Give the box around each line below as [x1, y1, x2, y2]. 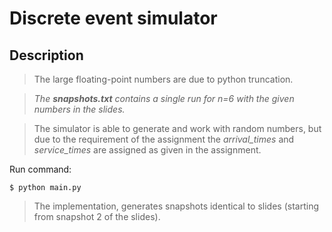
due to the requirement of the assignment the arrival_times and [33, 133, 295, 145]
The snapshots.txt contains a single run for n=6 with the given [33, 93, 295, 104]
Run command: [9, 163, 72, 175]
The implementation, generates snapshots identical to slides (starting [33, 200, 320, 212]
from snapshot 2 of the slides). [33, 211, 161, 222]
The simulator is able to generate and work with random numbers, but [33, 123, 322, 134]
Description [9, 47, 84, 64]
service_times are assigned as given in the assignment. [33, 144, 262, 156]
